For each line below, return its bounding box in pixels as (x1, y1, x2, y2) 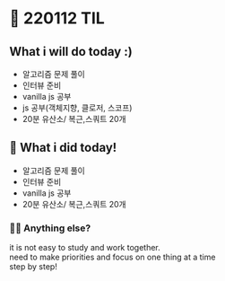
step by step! (9, 261, 58, 272)
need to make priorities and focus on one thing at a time (9, 251, 216, 263)
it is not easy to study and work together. (9, 242, 161, 253)
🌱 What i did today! (9, 140, 117, 155)
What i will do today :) (9, 44, 133, 59)
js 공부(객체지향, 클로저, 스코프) (22, 102, 133, 113)
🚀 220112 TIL (9, 8, 105, 29)
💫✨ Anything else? (9, 222, 91, 234)
